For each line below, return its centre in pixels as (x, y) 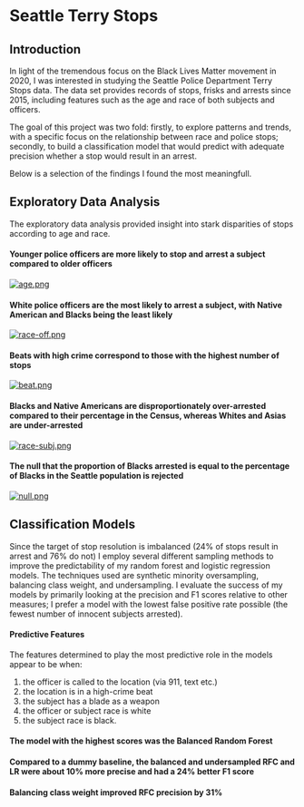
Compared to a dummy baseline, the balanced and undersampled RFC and (152, 762)
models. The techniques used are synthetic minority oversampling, (134, 575)
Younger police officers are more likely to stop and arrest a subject (137, 254)
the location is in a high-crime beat (88, 691)
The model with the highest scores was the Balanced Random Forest (141, 741)
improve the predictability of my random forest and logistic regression (140, 565)
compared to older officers (61, 264)
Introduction (45, 49)
